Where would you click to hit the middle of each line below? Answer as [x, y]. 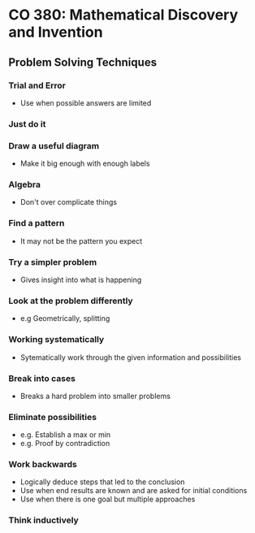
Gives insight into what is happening [81, 279]
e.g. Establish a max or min [65, 435]
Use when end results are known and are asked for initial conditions [134, 491]
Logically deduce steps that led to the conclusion [102, 482]
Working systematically [56, 340]
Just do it [27, 123]
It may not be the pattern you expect [81, 240]
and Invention [56, 32]
